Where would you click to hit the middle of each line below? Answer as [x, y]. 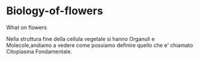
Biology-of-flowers [55, 11]
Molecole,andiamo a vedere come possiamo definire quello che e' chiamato [100, 45]
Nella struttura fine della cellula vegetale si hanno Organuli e [80, 39]
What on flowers [26, 27]
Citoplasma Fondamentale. [39, 51]
